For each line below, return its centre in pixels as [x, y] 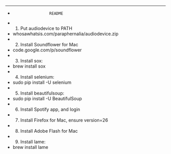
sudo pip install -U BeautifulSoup [47, 99]
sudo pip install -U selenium [42, 82]
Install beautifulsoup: [42, 93]
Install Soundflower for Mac [49, 44]
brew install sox [29, 66]
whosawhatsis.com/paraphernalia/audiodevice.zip [65, 34]
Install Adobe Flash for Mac [49, 131]
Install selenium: [37, 77]
